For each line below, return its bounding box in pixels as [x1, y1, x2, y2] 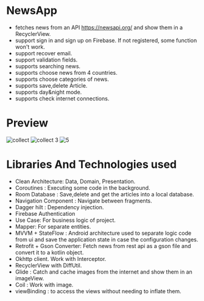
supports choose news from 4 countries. [15, 69, 118, 76]
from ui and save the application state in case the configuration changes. [15, 235, 199, 243]
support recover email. [15, 49, 72, 57]
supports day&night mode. [15, 88, 82, 95]
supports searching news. [15, 62, 81, 70]
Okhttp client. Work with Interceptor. [15, 255, 107, 262]
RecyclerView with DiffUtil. [15, 261, 82, 269]
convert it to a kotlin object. [15, 249, 84, 256]
